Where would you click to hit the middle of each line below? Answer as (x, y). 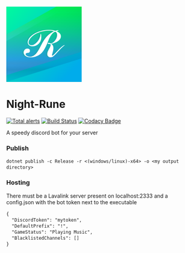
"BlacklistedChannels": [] (45, 238)
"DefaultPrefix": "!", (40, 226)
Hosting (18, 183)
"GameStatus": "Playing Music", (52, 232)
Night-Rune (36, 105)
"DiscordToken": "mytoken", (47, 220)
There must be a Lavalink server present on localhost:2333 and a (87, 196)
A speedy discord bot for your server (52, 133)
